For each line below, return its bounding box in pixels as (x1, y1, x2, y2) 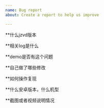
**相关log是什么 (5, 42, 39, 49)
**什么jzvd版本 (5, 31, 37, 38)
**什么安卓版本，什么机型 (5, 86, 60, 93)
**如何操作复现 (5, 75, 37, 81)
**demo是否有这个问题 (5, 53, 54, 60)
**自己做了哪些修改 (5, 64, 46, 70)
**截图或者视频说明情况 (5, 97, 55, 103)
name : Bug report (5, 7, 42, 13)
